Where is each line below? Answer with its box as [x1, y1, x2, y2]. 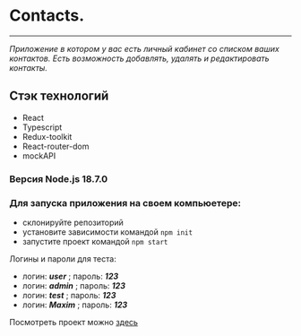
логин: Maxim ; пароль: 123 [21, 299, 128, 310]
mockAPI [21, 150, 56, 161]
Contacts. [9, 5, 85, 26]
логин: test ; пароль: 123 [21, 289, 116, 300]
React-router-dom [21, 141, 90, 151]
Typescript [21, 122, 63, 133]
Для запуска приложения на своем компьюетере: [9, 196, 242, 209]
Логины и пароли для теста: [9, 253, 116, 264]
